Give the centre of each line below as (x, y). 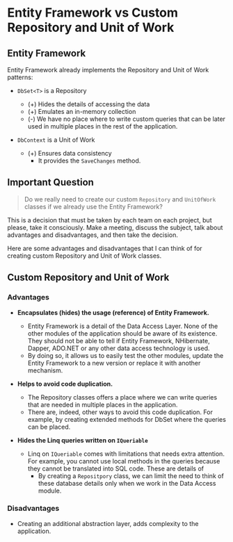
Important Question (50, 182)
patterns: (20, 77)
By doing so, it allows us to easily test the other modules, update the (126, 355)
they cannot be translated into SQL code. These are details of (115, 468)
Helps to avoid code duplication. (65, 384)
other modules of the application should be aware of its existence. (122, 333)
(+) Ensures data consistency (70, 153)
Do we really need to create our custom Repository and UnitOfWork (120, 199)
